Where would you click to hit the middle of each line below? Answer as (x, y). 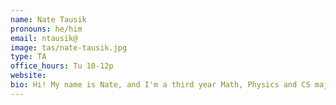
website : (28, 76)
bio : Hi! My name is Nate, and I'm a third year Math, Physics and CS (160, 85)
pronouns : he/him (46, 29)
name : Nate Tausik (48, 19)
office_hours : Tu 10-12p (62, 66)
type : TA (28, 57)
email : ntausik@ (44, 38)
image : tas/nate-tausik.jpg (69, 47)
